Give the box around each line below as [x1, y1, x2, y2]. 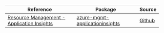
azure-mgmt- [76, 14, 109, 21]
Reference [27, 6, 52, 12]
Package [95, 6, 116, 12]
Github [139, 17, 155, 23]
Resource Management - [7, 14, 66, 21]
